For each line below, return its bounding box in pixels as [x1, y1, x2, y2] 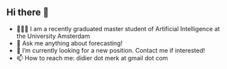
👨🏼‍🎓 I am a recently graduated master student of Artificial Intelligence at [16, 24, 220, 32]
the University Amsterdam [16, 32, 90, 40]
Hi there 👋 [6, 7, 49, 18]
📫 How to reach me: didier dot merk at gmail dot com [16, 53, 168, 62]
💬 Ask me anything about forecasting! [16, 39, 123, 47]
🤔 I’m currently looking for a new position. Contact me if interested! [16, 46, 206, 54]
